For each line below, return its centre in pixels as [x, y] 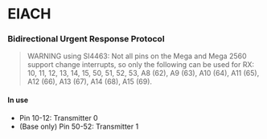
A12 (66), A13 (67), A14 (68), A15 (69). [90, 81]
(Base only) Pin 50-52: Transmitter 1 [79, 126]
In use [18, 100]
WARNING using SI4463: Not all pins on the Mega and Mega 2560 [137, 56]
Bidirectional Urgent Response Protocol [86, 39]
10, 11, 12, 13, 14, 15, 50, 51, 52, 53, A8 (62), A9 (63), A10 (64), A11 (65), [143, 73]
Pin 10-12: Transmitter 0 [58, 117]
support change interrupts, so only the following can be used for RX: [141, 65]
